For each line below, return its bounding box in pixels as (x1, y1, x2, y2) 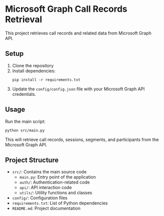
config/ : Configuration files (12, 195, 68, 201)
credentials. (12, 91, 36, 97)
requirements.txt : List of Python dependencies (12, 200, 108, 206)
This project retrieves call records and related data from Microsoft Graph (5, 30, 152, 36)
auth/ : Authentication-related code (19, 179, 90, 185)
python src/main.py (5, 128, 45, 133)
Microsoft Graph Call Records (5, 3, 128, 15)
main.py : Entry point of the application (19, 174, 96, 180)
